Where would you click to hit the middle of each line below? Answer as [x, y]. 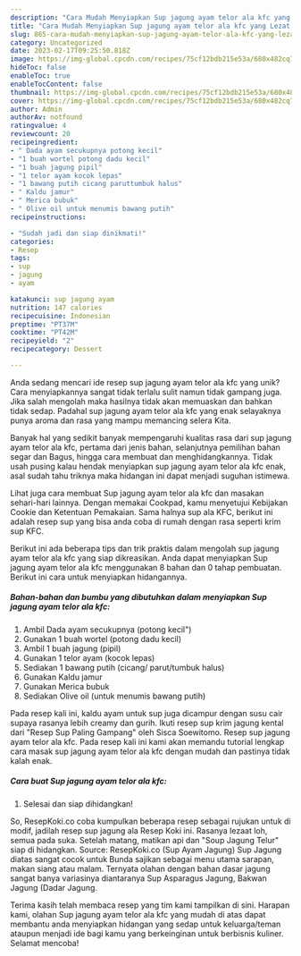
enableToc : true [40, 76]
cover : [22, 101]
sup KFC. [27, 531]
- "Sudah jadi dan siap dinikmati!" [78, 233]
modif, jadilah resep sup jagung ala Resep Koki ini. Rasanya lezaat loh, [139, 830]
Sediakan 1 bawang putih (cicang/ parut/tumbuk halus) [124, 667]
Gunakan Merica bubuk [66, 686]
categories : [32, 241]
